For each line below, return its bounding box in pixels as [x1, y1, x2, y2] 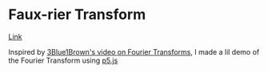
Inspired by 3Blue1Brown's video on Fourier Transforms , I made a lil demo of [8, 47, 260, 56]
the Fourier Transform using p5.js [8, 56, 118, 65]
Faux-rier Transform [8, 6, 146, 24]
